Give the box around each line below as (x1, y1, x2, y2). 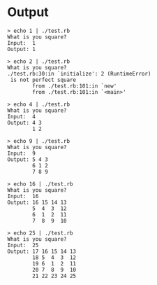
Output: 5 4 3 (7, 155, 49, 163)
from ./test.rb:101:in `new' (32, 82, 117, 90)
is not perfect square (10, 76, 77, 83)
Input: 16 (7, 193, 39, 200)
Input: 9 (7, 150, 36, 157)
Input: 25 (7, 242, 39, 249)
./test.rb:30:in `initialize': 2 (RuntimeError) (7, 70, 151, 77)
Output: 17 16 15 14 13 (7, 248, 77, 255)
